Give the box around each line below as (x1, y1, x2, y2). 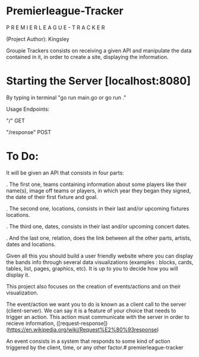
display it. (6, 271, 30, 278)
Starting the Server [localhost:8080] (6, 74, 191, 88)
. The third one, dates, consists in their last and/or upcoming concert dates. (6, 222, 191, 230)
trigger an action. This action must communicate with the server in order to (6, 313, 190, 320)
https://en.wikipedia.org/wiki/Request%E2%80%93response (8, 326, 157, 333)
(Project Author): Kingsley (6, 35, 70, 42)
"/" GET (6, 117, 25, 124)
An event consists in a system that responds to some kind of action (6, 337, 170, 344)
